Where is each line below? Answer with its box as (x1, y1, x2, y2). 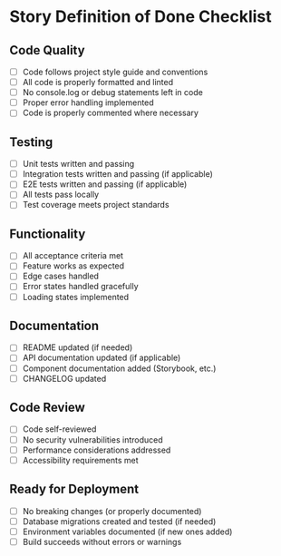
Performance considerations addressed (22, 444, 171, 455)
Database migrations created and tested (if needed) (22, 515, 217, 527)
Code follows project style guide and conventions (22, 66, 208, 77)
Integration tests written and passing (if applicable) (22, 169, 213, 180)
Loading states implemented (22, 291, 130, 302)
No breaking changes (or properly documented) (22, 505, 202, 516)
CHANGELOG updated (22, 373, 107, 384)
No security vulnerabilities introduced (22, 434, 163, 445)
